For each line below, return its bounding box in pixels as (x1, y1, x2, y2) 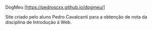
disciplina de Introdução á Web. (5, 19, 72, 25)
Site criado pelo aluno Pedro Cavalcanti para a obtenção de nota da (5, 14, 147, 19)
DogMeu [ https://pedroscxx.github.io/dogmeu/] (5, 4, 106, 10)
